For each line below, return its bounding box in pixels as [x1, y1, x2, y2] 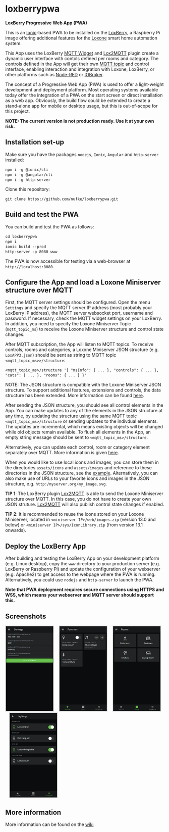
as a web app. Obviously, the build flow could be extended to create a [5, 97, 150, 104]
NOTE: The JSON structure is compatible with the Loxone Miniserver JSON [5, 382, 161, 388]
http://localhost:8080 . [5, 263, 54, 269]
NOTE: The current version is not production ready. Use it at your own [5, 118, 154, 124]
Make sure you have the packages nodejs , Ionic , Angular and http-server [5, 151, 159, 157]
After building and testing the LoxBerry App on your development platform [5, 555, 160, 561]
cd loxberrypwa [5, 234, 37, 239]
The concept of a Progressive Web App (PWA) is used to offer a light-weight [5, 81, 164, 87]
